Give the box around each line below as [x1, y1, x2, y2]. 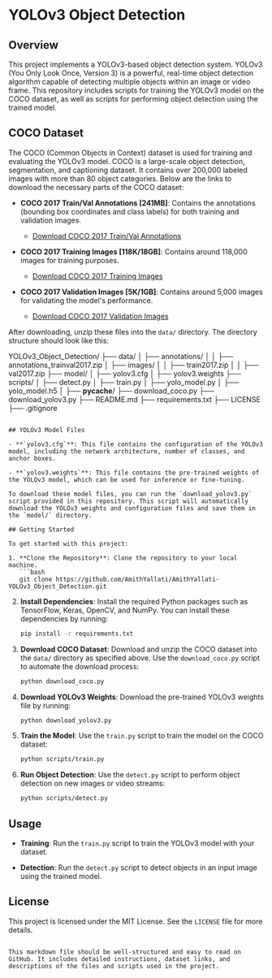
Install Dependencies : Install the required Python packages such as [19, 596, 248, 606]
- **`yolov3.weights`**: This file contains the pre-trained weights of [8, 469, 260, 477]
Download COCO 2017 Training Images [32, 270, 163, 281]
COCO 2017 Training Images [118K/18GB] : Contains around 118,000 [19, 246, 248, 257]
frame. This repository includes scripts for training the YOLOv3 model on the [8, 85, 265, 95]
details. [8, 924, 33, 935]
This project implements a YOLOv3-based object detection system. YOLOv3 [8, 59, 263, 69]
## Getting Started [8, 526, 75, 534]
